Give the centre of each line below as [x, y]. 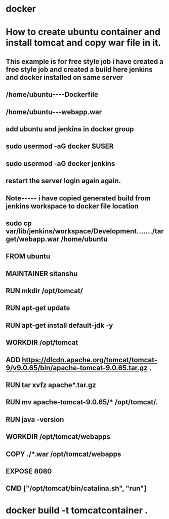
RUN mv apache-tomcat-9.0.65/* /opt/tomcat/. [82, 402]
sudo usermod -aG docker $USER [60, 146]
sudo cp [19, 223]
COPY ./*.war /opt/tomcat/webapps [64, 454]
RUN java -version [35, 419]
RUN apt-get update [38, 308]
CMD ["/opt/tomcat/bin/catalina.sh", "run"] [76, 488]
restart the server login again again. [64, 181]
